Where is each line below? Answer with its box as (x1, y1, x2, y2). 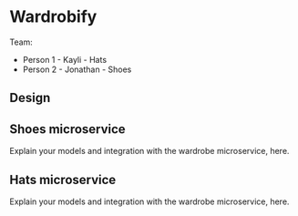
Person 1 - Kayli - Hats (22, 54, 108, 65)
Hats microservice (9, 171, 117, 188)
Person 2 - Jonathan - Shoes (22, 64, 132, 75)
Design (9, 90, 51, 106)
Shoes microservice (9, 121, 126, 137)
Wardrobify (9, 6, 98, 27)
